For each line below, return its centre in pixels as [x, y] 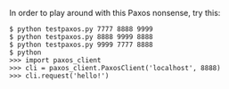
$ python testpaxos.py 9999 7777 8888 [81, 44]
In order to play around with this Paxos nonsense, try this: [115, 13]
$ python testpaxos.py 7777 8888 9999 [81, 29]
